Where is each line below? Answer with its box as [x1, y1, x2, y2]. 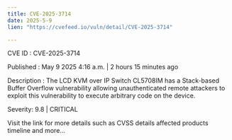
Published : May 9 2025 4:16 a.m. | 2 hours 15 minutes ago [7, 63, 179, 71]
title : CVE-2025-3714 [7, 10, 72, 18]
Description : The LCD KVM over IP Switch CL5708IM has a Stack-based [7, 76, 220, 85]
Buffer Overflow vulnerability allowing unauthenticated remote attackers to [7, 84, 226, 93]
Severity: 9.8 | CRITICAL [7, 105, 78, 114]
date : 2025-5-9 [7, 17, 53, 24]
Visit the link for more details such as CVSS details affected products [7, 119, 209, 127]
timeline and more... [7, 127, 66, 135]
